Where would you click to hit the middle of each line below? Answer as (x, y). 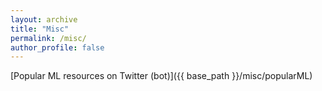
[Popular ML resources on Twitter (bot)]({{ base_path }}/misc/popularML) (161, 76)
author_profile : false (57, 47)
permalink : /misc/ (48, 38)
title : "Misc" (40, 29)
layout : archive (44, 19)
